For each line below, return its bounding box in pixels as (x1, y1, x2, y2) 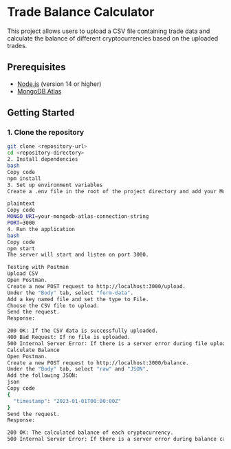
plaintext (7, 200, 36, 207)
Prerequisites (7, 61, 66, 73)
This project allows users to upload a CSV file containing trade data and (7, 27, 210, 35)
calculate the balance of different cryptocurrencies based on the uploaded (7, 34, 219, 42)
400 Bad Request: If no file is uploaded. (7, 334, 131, 341)
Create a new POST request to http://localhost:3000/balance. (7, 359, 189, 366)
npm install (7, 175, 41, 182)
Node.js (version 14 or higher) (16, 80, 102, 88)
